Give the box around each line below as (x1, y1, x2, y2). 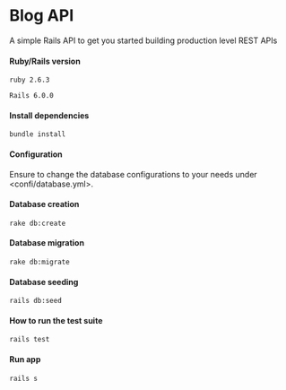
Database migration (9, 238, 85, 248)
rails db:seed (9, 297, 63, 306)
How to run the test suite (9, 315, 103, 325)
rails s (9, 374, 39, 383)
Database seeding (9, 276, 79, 287)
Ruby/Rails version (9, 56, 81, 66)
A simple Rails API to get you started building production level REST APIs (9, 35, 278, 46)
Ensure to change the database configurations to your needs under (9, 169, 257, 179)
